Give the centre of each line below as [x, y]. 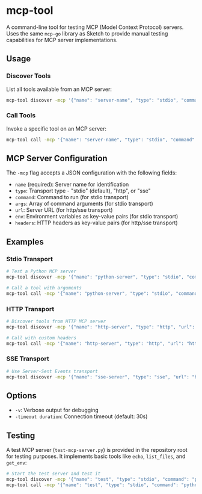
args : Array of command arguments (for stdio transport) [84, 204]
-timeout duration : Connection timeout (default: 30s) [81, 416]
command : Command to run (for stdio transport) [72, 197]
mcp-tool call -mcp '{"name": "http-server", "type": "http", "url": [95, 344]
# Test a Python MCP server [41, 271]
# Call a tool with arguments [44, 288]
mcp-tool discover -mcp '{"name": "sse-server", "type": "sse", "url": [98, 377]
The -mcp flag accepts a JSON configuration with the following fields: [92, 173]
